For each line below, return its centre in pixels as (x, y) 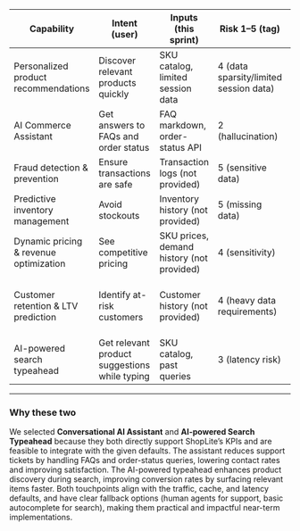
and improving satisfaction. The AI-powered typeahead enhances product (146, 470)
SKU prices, (184, 236)
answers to (122, 125)
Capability (52, 29)
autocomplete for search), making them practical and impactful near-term (145, 508)
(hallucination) (248, 136)
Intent (125, 23)
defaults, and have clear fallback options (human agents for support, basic (146, 498)
